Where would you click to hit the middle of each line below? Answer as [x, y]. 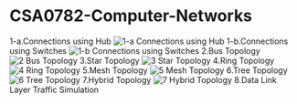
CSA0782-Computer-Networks [131, 16]
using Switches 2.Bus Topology [135, 50]
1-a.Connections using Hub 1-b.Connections [149, 41]
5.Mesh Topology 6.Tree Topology [185, 70]
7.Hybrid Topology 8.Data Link [179, 79]
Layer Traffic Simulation [54, 89]
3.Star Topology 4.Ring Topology [177, 60]
